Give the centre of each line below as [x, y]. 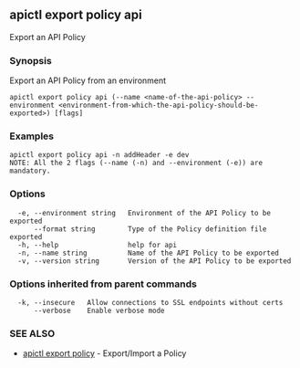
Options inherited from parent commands [103, 284]
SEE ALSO [32, 333]
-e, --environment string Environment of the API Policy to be [145, 213]
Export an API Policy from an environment [88, 80]
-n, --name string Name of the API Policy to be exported [149, 253]
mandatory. [30, 171]
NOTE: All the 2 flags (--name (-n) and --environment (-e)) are [136, 163]
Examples [32, 136]
